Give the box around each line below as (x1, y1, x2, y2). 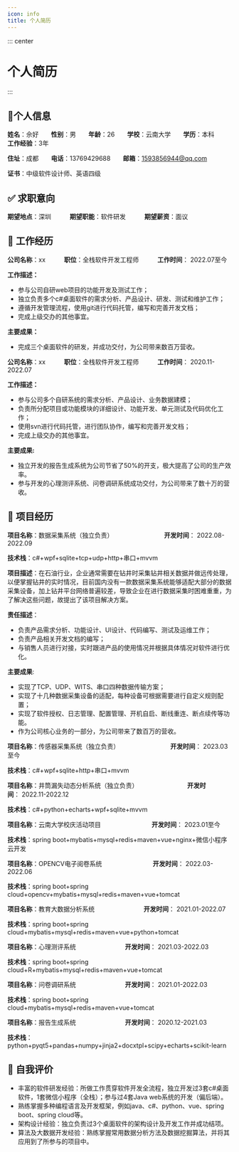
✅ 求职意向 (7, 192, 55, 204)
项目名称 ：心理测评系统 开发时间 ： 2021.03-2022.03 (7, 942, 209, 951)
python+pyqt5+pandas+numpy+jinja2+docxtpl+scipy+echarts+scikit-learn (7, 1041, 227, 1050)
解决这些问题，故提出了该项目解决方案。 (13, 595, 132, 604)
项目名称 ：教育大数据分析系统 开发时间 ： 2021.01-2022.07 (7, 905, 226, 913)
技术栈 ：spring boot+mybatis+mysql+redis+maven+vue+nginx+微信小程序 (7, 835, 228, 843)
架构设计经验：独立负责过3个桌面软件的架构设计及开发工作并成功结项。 (17, 1119, 228, 1128)
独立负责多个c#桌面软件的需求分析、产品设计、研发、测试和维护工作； (17, 294, 225, 303)
